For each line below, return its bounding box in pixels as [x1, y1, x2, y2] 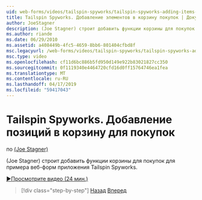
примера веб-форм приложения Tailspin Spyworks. [6, 163, 138, 171]
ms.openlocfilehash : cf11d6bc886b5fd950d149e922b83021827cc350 [6, 59, 168, 65]
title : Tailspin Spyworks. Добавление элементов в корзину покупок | [6, 14, 185, 20]
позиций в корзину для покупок [6, 126, 176, 139]
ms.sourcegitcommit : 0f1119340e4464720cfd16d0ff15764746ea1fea [6, 64, 168, 71]
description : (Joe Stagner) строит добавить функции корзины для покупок [6, 25, 195, 32]
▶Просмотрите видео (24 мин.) [6, 175, 88, 182]
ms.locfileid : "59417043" [6, 87, 71, 93]
